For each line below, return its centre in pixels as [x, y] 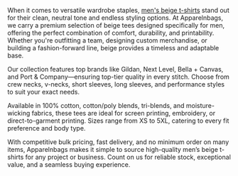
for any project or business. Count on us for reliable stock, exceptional [128, 157]
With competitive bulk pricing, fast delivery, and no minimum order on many [118, 142]
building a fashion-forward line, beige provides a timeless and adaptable [113, 48]
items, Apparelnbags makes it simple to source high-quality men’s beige [113, 149]
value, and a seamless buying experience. [69, 165]
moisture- [200, 105]
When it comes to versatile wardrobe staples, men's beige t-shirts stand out [118, 10]
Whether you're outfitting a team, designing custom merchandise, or [107, 40]
